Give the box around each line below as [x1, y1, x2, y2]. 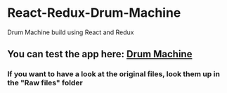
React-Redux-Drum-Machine [7, 5, 181, 21]
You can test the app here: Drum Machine [7, 48, 193, 60]
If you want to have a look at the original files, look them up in [7, 69, 220, 79]
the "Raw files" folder [7, 78, 83, 88]
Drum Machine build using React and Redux [7, 28, 134, 36]
